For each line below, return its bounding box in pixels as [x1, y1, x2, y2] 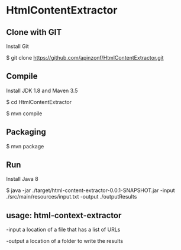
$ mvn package [6, 142, 44, 150]
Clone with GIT [6, 27, 62, 37]
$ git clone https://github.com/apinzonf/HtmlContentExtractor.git [6, 54, 164, 61]
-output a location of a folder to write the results [6, 238, 123, 245]
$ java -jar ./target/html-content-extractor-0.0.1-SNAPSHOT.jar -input [6, 187, 176, 194]
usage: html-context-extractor [6, 210, 122, 220]
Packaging [6, 127, 46, 137]
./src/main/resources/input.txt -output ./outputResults [6, 193, 137, 200]
